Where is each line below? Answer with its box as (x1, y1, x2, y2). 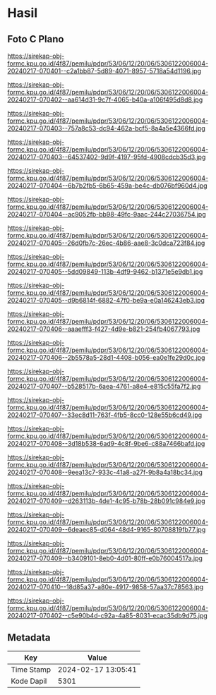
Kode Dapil (11, 676, 47, 686)
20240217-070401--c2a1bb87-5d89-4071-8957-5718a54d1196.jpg (7, 67, 201, 75)
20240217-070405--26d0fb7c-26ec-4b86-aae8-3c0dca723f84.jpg (7, 238, 205, 247)
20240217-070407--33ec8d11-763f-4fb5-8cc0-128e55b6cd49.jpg (7, 411, 203, 419)
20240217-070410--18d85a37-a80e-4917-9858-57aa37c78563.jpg (7, 583, 204, 591)
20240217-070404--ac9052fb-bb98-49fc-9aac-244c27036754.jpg (7, 210, 206, 218)
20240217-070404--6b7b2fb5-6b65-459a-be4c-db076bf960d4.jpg (7, 181, 208, 190)
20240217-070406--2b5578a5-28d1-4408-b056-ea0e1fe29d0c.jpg (7, 353, 205, 361)
